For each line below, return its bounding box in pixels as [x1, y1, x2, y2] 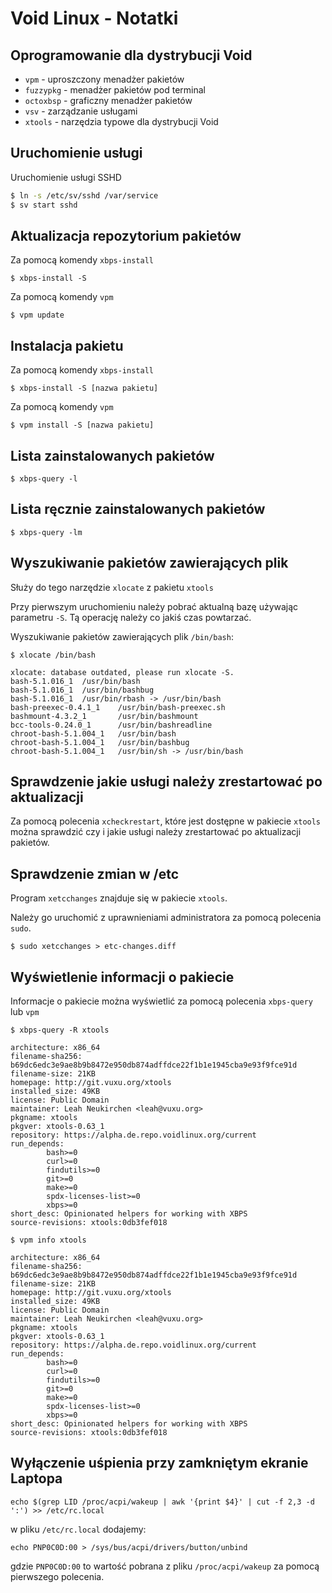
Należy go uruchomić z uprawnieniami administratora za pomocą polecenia [10, 912, 322, 924]
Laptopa [10, 1470, 63, 1487]
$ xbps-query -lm [10, 527, 83, 537]
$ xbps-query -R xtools [10, 1025, 110, 1036]
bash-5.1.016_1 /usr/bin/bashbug [10, 685, 155, 695]
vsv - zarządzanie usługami [24, 105, 138, 117]
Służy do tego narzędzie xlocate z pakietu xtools [10, 581, 214, 593]
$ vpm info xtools [10, 1235, 87, 1246]
